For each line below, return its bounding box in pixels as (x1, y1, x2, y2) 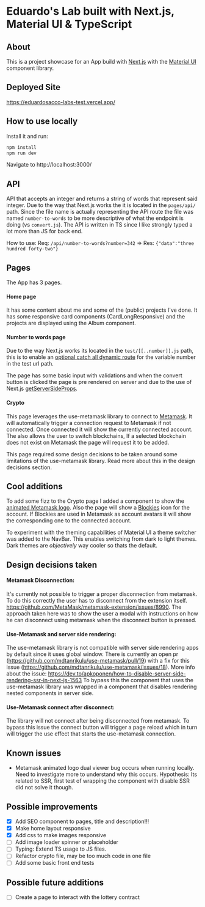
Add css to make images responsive (15, 832, 107, 839)
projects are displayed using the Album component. (6, 320, 136, 327)
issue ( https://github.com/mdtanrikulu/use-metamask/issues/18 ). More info (6, 663, 195, 671)
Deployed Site (6, 82, 61, 92)
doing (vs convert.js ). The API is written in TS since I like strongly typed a (6, 221, 193, 228)
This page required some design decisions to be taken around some (6, 450, 178, 457)
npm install (6, 144, 37, 151)
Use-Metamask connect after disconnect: (6, 703, 115, 711)
